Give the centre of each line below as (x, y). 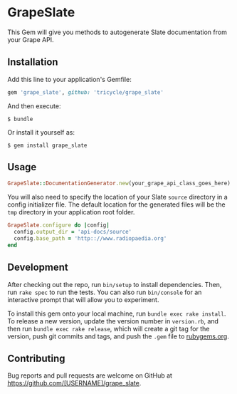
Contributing (36, 359)
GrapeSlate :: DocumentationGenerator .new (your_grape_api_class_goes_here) (119, 183)
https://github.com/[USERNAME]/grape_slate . (74, 383)
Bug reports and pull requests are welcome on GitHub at (90, 375)
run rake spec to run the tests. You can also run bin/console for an (105, 292)
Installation (33, 62)
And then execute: (34, 106)
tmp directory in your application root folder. (71, 212)
